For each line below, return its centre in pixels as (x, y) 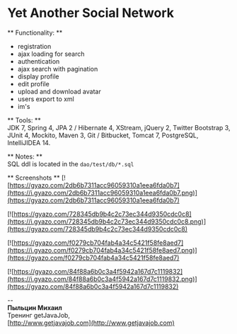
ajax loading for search (51, 54)
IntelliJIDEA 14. (29, 142)
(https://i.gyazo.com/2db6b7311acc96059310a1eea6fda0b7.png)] (103, 192)
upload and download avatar (59, 91)
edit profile (33, 83)
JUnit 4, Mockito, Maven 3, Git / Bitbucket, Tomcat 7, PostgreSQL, (103, 135)
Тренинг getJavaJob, (39, 315)
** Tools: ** (24, 120)
